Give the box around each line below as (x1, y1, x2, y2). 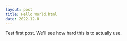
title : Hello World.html (5, 12, 57, 17)
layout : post (5, 7, 33, 12)
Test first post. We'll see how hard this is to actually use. (5, 30, 122, 36)
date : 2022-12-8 (5, 16, 39, 21)
